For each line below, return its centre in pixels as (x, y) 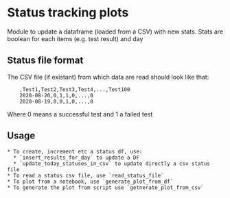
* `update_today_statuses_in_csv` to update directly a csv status (112, 163)
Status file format (45, 61)
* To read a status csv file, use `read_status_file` (86, 175)
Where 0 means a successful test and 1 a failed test (80, 114)
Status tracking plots (68, 13)
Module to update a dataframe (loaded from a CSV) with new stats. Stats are (115, 32)
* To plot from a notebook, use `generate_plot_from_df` (90, 182)
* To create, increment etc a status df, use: (75, 151)
